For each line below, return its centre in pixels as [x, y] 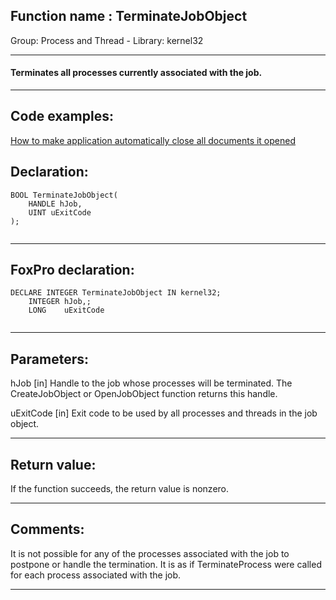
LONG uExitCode [66, 310]
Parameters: [49, 359]
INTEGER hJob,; [60, 302]
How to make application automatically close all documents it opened [153, 140]
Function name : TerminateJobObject [129, 16]
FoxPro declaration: [72, 270]
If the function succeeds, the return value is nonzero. [120, 489]
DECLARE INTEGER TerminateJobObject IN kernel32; [116, 293]
